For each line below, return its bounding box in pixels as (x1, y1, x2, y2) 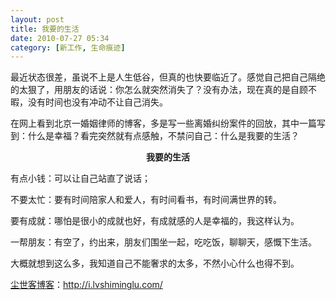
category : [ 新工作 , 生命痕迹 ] (10, 42, 126, 53)
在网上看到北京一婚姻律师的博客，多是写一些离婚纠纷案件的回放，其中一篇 (10, 117, 317, 130)
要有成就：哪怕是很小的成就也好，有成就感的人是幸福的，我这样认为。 (10, 215, 300, 227)
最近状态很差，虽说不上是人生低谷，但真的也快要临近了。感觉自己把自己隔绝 (10, 71, 326, 83)
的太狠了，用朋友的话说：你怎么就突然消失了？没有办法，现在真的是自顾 (10, 84, 308, 96)
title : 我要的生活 (10, 24, 80, 34)
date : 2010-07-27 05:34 (10, 33, 110, 43)
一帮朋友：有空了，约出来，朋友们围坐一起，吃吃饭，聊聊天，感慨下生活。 (10, 236, 317, 248)
